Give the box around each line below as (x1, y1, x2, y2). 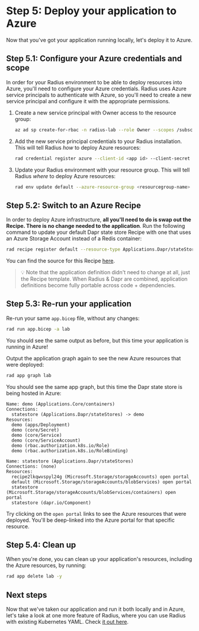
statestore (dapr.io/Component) (11, 500, 92, 506)
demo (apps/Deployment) (11, 421, 70, 428)
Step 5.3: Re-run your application (6, 299, 132, 309)
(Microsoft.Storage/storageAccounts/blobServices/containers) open (6, 489, 176, 495)
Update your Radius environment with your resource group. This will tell (14, 166, 190, 173)
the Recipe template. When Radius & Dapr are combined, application (20, 275, 188, 283)
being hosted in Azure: (6, 389, 62, 397)
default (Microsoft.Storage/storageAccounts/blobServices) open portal (11, 479, 192, 485)
